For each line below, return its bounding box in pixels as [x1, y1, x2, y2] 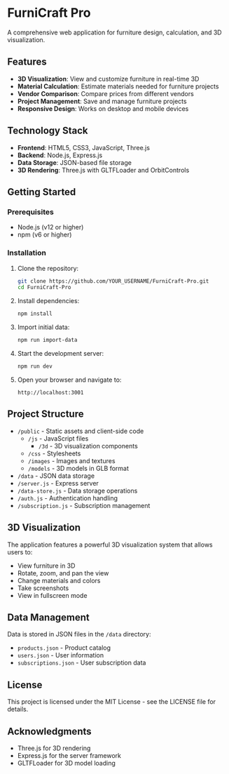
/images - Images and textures [27, 456, 116, 465]
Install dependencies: [17, 297, 80, 305]
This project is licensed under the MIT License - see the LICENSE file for [7, 698, 216, 706]
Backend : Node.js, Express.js [17, 151, 103, 159]
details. [7, 705, 29, 714]
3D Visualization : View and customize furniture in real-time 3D [17, 74, 200, 83]
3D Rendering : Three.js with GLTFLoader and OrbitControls [17, 166, 190, 174]
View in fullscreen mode [17, 591, 88, 599]
